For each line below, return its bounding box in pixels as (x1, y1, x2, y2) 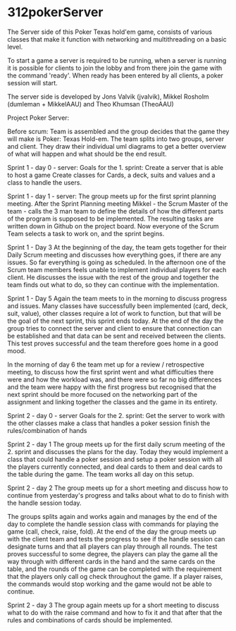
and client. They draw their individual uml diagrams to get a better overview (7, 142, 227, 150)
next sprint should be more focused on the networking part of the (7, 390, 198, 398)
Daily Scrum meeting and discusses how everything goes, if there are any (7, 250, 222, 259)
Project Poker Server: (7, 114, 70, 122)
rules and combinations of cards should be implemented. (7, 615, 173, 624)
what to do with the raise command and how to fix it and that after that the (7, 608, 223, 617)
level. (7, 42, 23, 51)
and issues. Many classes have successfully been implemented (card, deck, (7, 301, 228, 310)
